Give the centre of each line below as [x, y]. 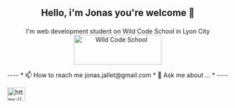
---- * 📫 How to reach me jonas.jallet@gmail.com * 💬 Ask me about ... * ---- [118, 75]
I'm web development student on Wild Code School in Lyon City [118, 32]
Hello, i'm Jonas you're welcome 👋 [118, 13]
